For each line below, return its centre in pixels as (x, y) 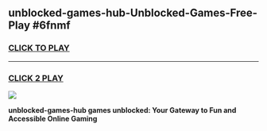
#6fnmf (51, 26)
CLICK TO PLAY (39, 48)
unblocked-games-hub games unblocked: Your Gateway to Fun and (122, 110)
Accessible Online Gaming (53, 118)
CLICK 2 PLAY (36, 78)
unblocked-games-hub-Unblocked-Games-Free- (133, 13)
